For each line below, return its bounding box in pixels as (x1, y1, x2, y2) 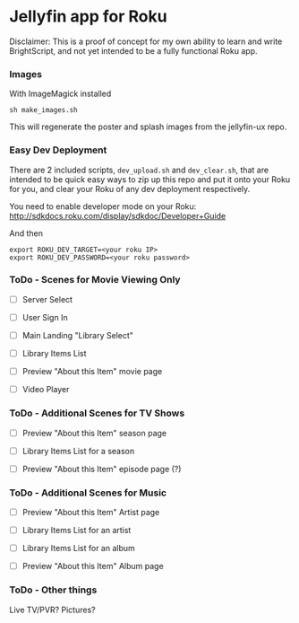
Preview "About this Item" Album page (21, 561, 164, 572)
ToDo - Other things (9, 584, 98, 596)
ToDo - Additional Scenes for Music (9, 487, 167, 499)
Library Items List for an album (21, 543, 136, 554)
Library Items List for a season (21, 445, 135, 456)
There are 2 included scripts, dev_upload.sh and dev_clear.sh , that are (9, 164, 269, 175)
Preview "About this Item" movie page (21, 366, 163, 377)
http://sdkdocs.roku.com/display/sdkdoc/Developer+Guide (9, 210, 226, 221)
